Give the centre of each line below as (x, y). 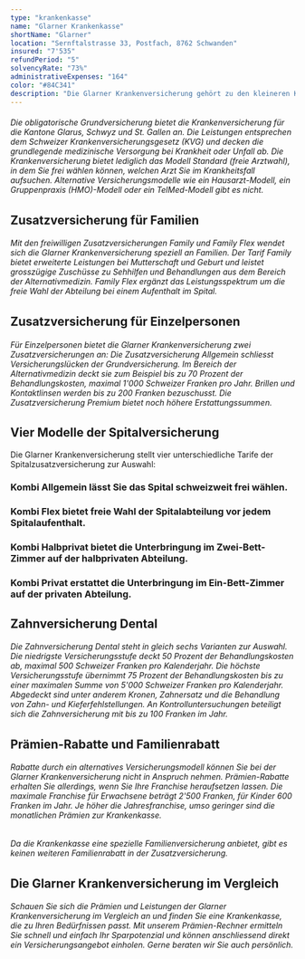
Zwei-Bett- (241, 547)
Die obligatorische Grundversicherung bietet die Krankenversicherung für (148, 122)
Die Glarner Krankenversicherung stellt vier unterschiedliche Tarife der (142, 455)
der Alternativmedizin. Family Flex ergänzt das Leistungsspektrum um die (148, 282)
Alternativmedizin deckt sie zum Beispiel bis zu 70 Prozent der (127, 373)
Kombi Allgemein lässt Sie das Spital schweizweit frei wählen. (149, 487)
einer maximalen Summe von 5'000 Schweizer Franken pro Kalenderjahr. (147, 686)
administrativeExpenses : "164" (69, 77)
